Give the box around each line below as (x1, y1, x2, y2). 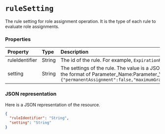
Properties (5, 36, 31, 43)
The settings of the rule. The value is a (60, 65, 149, 72)
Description (60, 49, 89, 55)
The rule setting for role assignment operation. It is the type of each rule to (5, 18, 156, 24)
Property (7, 49, 29, 55)
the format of (60, 71, 91, 78)
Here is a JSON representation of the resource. (5, 102, 101, 107)
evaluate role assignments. (5, 24, 59, 29)
